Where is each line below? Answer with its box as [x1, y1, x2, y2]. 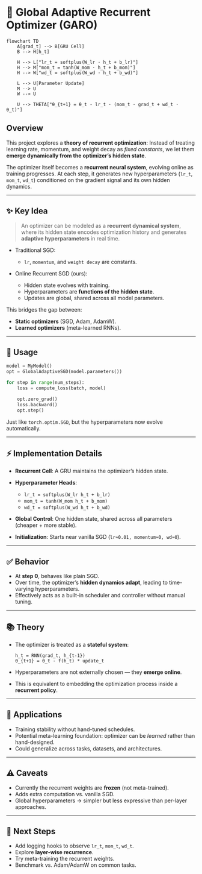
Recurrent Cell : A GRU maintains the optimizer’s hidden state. [14, 467, 168, 475]
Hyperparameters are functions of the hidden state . [23, 288, 155, 295]
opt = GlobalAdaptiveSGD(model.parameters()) [6, 369, 122, 375]
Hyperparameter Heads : [14, 479, 77, 486]
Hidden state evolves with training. [23, 281, 110, 289]
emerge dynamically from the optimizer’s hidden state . [6, 152, 146, 159]
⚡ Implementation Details [6, 448, 102, 459]
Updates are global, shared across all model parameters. [23, 294, 165, 301]
